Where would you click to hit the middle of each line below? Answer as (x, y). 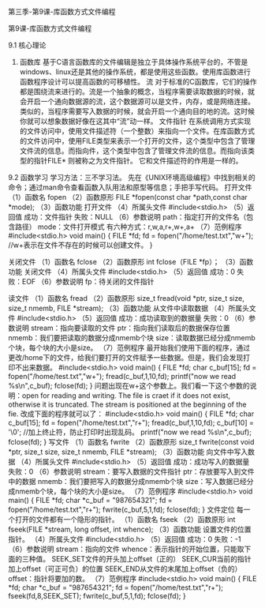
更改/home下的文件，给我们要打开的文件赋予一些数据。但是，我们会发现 (126, 357)
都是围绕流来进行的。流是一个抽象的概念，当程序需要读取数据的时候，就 (137, 92)
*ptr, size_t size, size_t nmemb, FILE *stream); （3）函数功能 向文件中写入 (128, 452)
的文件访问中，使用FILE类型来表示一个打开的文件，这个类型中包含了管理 (137, 141)
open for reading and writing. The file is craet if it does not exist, (126, 396)
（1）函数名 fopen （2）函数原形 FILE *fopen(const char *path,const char (128, 197)
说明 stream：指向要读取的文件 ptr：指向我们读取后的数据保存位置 (122, 328)
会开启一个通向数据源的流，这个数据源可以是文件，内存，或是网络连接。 (137, 101)
